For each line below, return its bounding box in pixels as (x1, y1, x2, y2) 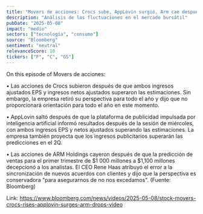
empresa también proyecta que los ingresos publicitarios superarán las (6, 132, 183, 140)
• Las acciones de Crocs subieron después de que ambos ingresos (6, 82, 174, 89)
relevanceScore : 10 (6, 48, 56, 54)
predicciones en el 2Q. (6, 138, 62, 146)
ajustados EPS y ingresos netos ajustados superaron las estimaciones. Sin (6, 88, 192, 96)
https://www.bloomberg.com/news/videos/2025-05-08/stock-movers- (19, 194, 196, 201)
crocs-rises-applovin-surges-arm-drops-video (6, 201, 123, 208)
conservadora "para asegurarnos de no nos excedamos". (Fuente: (6, 176, 171, 183)
